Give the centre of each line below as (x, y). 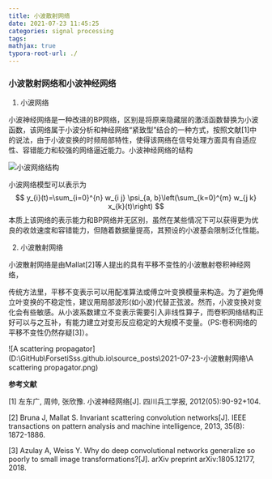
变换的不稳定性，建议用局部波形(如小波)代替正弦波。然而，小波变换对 (138, 302)
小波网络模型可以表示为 (47, 185)
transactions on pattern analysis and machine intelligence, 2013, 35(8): (127, 426)
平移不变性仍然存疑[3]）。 (51, 332)
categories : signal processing (61, 31)
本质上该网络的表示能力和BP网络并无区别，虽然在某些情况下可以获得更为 (130, 220)
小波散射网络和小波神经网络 (62, 83)
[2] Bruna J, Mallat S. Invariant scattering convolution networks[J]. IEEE (127, 417)
